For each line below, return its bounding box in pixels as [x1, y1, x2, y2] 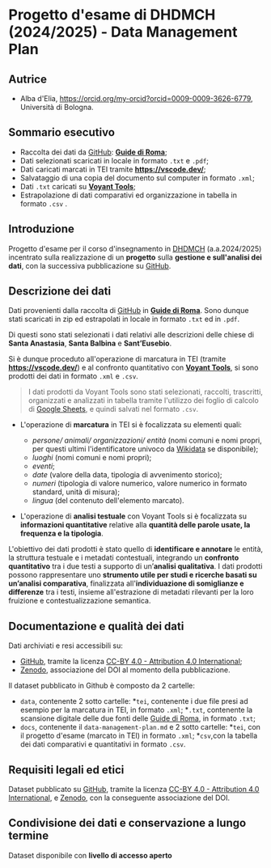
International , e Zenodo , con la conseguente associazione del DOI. [8, 793, 231, 802]
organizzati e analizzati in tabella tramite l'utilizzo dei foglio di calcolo [28, 396, 259, 405]
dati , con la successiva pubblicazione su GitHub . [8, 260, 171, 270]
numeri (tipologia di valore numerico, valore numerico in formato [32, 479, 248, 489]
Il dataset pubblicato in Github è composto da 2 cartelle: [8, 681, 196, 691]
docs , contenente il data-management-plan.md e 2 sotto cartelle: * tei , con [19, 722, 261, 732]
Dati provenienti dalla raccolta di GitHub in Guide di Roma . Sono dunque [8, 306, 249, 315]
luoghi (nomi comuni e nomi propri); [32, 453, 152, 463]
